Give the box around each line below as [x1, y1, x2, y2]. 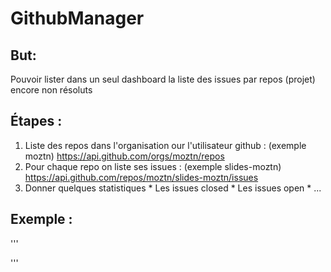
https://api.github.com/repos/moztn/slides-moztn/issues [24, 171, 259, 183]
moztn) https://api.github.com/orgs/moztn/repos [24, 150, 225, 162]
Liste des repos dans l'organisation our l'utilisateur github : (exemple [24, 139, 307, 151]
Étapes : [10, 113, 63, 130]
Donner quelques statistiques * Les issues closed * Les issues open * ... [24, 182, 322, 194]
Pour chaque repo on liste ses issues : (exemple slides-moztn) [24, 160, 282, 172]
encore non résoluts [10, 84, 93, 96]
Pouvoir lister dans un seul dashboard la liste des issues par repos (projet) [10, 73, 316, 85]
